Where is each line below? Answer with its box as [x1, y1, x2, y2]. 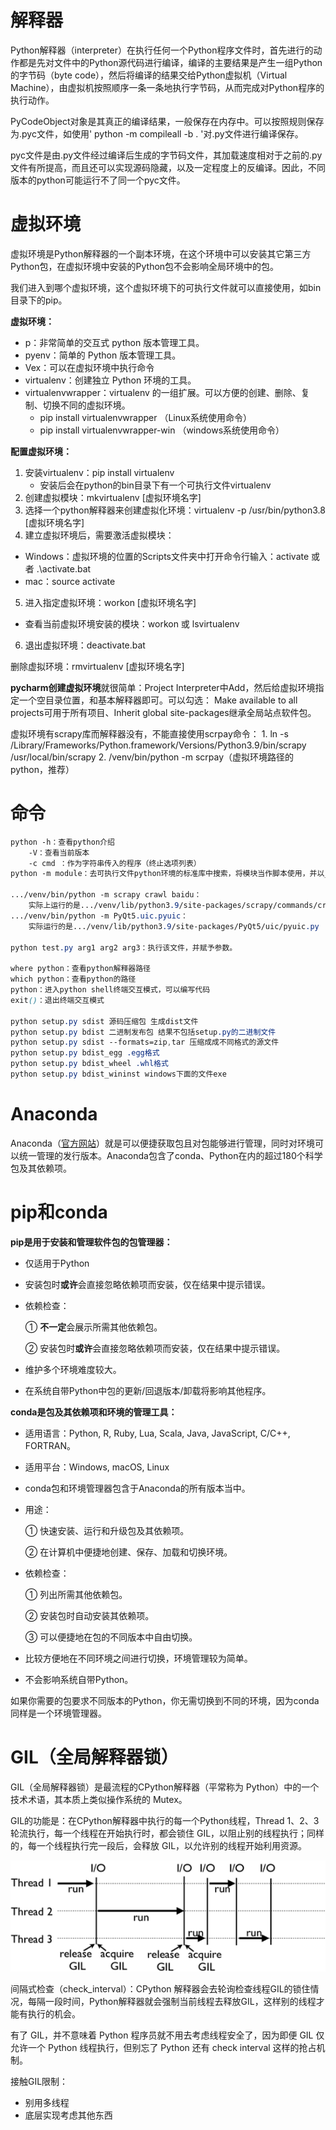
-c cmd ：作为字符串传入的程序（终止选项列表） [28, 858, 202, 868]
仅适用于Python [24, 1257, 90, 1269]
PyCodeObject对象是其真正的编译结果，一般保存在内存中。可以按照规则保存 [10, 115, 325, 127]
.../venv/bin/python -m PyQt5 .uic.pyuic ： [10, 911, 188, 921]
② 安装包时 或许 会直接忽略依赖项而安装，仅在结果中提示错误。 [24, 1342, 286, 1354]
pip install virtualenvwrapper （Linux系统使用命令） [39, 411, 252, 423]
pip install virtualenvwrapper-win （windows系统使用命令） [39, 424, 285, 436]
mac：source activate [24, 575, 116, 587]
